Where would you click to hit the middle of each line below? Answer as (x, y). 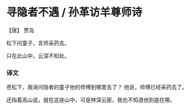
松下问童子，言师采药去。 (38, 43)
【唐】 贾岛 (20, 30)
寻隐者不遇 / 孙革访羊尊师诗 (74, 12)
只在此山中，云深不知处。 (38, 55)
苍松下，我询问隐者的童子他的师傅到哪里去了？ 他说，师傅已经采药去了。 (97, 87)
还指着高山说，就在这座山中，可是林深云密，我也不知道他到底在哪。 (91, 100)
